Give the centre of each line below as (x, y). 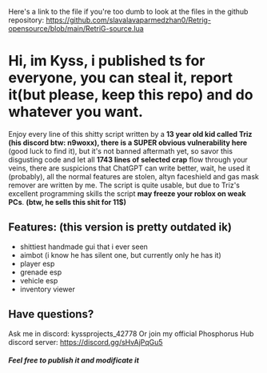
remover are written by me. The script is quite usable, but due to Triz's (124, 185)
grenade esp (41, 272)
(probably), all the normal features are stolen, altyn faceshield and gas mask (134, 176)
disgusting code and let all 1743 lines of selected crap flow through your (128, 159)
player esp (37, 263)
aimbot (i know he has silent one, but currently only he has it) (120, 255)
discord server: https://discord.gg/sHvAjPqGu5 (86, 342)
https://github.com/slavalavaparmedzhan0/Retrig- (129, 20)
